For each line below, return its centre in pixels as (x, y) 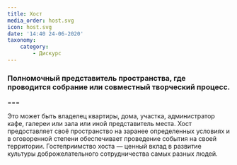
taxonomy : (22, 40)
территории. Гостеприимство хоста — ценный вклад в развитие (104, 147)
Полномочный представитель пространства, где (97, 78)
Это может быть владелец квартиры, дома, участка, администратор (111, 116)
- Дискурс (47, 54)
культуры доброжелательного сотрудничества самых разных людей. (112, 154)
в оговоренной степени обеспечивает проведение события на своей (112, 139)
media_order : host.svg (41, 21)
